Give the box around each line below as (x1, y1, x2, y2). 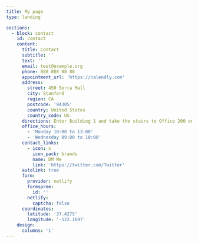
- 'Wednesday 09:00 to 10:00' (27, 134, 101, 140)
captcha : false (32, 200, 70, 206)
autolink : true (21, 168, 60, 173)
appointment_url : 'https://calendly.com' (21, 74, 126, 80)
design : (16, 222, 35, 228)
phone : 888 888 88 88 (21, 68, 75, 74)
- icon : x (27, 145, 51, 151)
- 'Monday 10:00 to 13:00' (27, 129, 94, 135)
